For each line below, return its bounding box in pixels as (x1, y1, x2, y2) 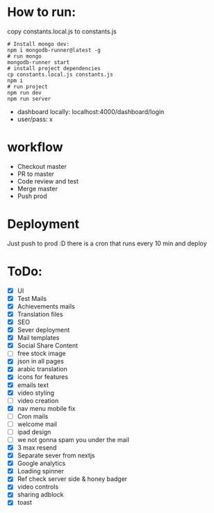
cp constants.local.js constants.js (7, 71, 113, 78)
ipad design (17, 427, 51, 436)
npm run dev (7, 89, 42, 96)
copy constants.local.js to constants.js (7, 27, 117, 35)
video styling (17, 389, 54, 397)
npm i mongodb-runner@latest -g (7, 47, 101, 54)
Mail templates (17, 334, 60, 342)
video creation (17, 396, 59, 405)
